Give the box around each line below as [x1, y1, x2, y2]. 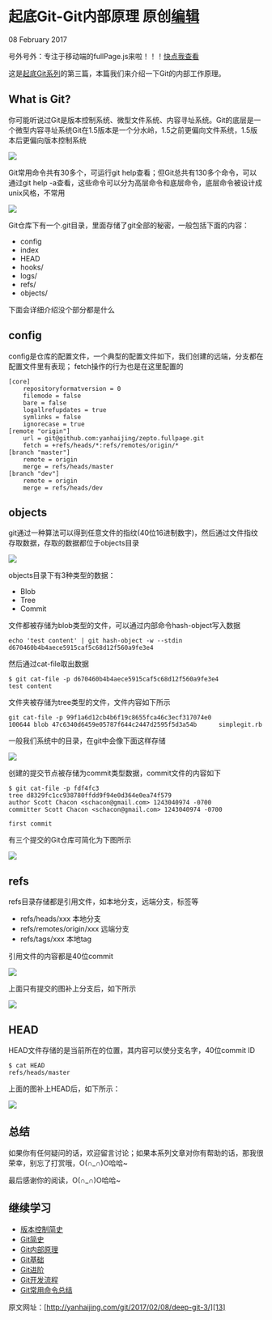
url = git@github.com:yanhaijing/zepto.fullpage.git [23, 434, 205, 442]
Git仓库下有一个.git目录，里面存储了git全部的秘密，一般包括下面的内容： [8, 220, 249, 230]
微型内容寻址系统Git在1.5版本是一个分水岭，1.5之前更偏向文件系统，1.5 [15, 125, 251, 134]
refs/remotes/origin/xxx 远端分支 [19, 924, 130, 934]
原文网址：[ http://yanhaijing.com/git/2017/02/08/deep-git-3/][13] [8, 1302, 226, 1312]
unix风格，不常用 [8, 188, 66, 197]
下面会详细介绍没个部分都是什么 [8, 304, 115, 314]
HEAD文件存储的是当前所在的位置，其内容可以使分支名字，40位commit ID [8, 1046, 256, 1055]
